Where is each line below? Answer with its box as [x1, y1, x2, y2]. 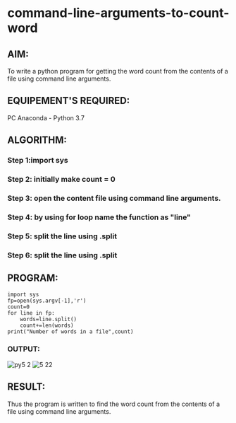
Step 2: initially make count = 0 [7, 175, 116, 185]
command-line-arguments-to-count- [7, 5, 230, 21]
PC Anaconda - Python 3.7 [7, 113, 85, 122]
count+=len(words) [20, 322, 74, 329]
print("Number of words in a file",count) [7, 328, 134, 335]
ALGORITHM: [7, 134, 67, 146]
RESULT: [7, 381, 46, 393]
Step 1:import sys [7, 156, 68, 166]
